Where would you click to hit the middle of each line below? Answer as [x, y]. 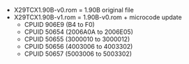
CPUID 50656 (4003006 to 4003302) [78, 46]
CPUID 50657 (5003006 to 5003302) [78, 54]
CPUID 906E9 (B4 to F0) [60, 24]
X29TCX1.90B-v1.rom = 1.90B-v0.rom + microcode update [98, 17]
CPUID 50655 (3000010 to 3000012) [77, 39]
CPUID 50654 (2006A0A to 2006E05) [79, 32]
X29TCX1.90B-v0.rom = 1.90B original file [74, 10]
